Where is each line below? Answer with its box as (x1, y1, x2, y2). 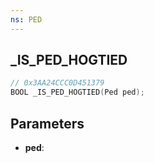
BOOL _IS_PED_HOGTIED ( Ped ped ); (10, 87, 145, 98)
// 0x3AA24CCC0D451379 (10, 78, 105, 88)
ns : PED (10, 14, 43, 25)
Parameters (10, 115, 85, 132)
